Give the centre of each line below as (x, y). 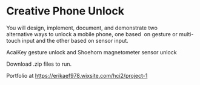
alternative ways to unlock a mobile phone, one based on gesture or (92, 34)
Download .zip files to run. (39, 64)
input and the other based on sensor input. (75, 40)
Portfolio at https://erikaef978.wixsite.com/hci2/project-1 (77, 75)
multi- (186, 34)
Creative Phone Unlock (65, 11)
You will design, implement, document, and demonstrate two (82, 28)
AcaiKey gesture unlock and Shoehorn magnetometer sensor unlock (92, 52)
